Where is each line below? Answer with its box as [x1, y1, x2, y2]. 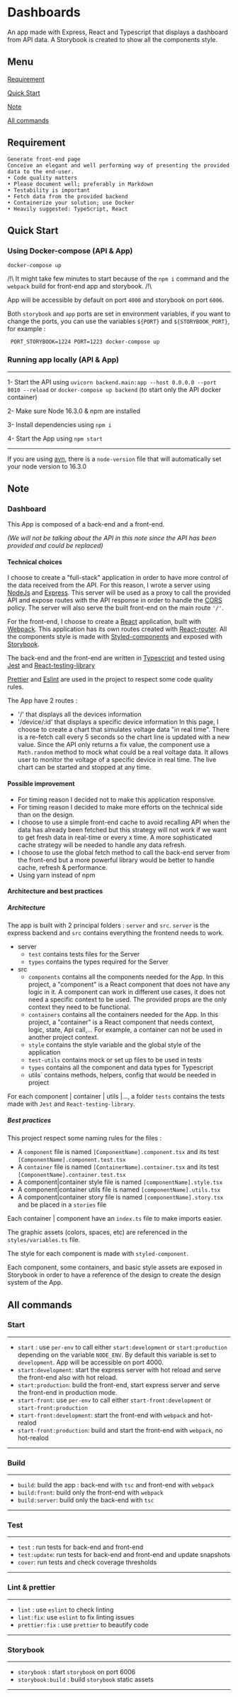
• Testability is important [7, 186, 91, 194]
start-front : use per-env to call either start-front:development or [17, 1396, 211, 1404]
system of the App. [7, 1278, 63, 1287]
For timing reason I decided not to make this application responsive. [17, 795, 216, 804]
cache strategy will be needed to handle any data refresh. [17, 840, 186, 849]
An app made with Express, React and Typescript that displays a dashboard [7, 28, 228, 36]
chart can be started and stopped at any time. [17, 763, 152, 772]
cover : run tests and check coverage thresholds [17, 1558, 157, 1567]
